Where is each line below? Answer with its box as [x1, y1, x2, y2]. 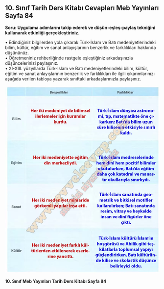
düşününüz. [5, 50, 29, 55]
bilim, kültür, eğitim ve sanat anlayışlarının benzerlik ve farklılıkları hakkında [5, 44, 156, 51]
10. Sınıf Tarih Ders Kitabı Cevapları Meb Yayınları [5, 4, 159, 12]
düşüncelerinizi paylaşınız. [5, 60, 59, 66]
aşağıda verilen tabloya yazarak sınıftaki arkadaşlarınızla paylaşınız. [5, 76, 141, 81]
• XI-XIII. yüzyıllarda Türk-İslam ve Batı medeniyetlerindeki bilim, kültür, [5, 65, 148, 71]
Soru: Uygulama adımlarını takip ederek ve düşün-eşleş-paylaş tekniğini [5, 25, 156, 30]
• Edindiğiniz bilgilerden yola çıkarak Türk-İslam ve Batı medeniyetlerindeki [5, 39, 156, 45]
